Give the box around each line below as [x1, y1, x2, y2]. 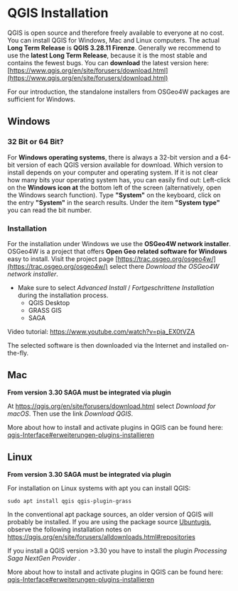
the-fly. [7, 348, 29, 357]
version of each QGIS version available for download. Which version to [16, 160, 224, 169]
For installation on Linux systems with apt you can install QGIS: [7, 484, 191, 492]
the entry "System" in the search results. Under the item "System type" [7, 198, 220, 206]
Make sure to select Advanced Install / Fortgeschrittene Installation [17, 283, 215, 292]
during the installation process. [17, 291, 109, 299]
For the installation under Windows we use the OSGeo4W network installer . [7, 239, 231, 248]
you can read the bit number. [7, 206, 92, 214]
